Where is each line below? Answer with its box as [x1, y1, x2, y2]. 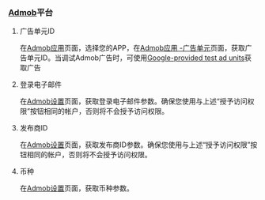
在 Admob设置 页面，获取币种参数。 [19, 183, 134, 193]
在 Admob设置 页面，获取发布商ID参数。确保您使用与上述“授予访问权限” [19, 140, 251, 149]
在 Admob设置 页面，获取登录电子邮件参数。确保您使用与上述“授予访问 [19, 96, 248, 106]
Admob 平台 [8, 6, 54, 17]
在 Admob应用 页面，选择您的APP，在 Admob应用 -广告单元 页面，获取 [19, 43, 245, 53]
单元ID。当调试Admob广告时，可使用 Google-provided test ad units [26, 53, 245, 62]
